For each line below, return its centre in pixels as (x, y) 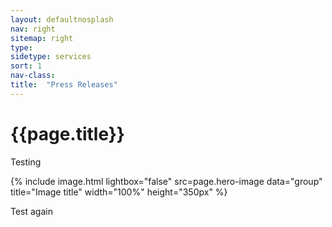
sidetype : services (51, 57)
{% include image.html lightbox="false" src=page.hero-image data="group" (166, 181)
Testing (26, 162)
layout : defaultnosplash (62, 19)
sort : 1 (26, 66)
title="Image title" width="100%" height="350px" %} (119, 192)
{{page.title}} (67, 133)
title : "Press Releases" (64, 85)
